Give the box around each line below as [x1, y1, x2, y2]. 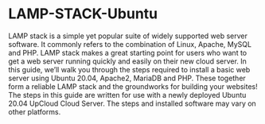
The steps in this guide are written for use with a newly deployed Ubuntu [8, 90, 247, 99]
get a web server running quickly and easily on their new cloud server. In [8, 56, 247, 66]
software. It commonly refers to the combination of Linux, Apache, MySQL [8, 39, 252, 48]
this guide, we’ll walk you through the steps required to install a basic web [8, 64, 251, 74]
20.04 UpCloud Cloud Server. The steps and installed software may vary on [8, 99, 256, 108]
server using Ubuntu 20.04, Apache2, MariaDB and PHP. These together [8, 73, 247, 83]
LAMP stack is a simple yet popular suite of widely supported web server [8, 31, 248, 41]
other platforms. [8, 107, 61, 116]
